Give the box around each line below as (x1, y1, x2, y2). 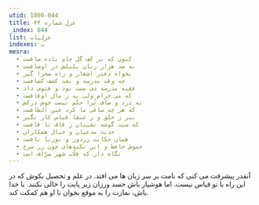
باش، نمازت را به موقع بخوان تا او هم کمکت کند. (9, 188, 149, 197)
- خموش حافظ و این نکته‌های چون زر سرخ (16, 142, 144, 150)
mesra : (9, 48, 31, 56)
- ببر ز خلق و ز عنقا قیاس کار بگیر (16, 113, 136, 121)
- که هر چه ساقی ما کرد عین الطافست (16, 106, 136, 114)
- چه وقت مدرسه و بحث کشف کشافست (16, 77, 126, 85)
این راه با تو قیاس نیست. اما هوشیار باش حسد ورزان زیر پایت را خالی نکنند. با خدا (9, 179, 246, 189)
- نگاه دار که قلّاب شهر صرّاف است (16, 149, 122, 157)
